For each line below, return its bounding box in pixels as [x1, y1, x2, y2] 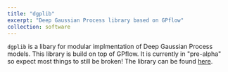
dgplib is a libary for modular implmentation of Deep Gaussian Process [7, 43, 213, 51]
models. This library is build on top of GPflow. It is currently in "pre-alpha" [7, 50, 222, 58]
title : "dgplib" [7, 10, 55, 17]
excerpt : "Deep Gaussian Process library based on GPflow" [7, 17, 184, 24]
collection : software [7, 23, 71, 30]
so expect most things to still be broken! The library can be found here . [7, 57, 213, 66]
